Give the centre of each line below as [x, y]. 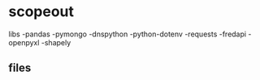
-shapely [56, 42]
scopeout [41, 12]
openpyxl [24, 42]
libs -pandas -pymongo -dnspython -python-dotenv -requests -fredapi [127, 34]
